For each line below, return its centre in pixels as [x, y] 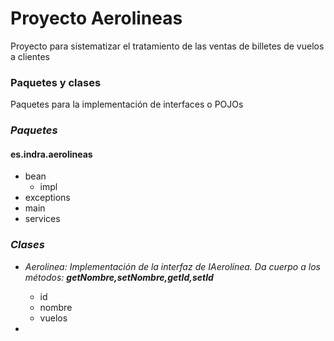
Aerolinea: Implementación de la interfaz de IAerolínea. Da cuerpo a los [172, 266]
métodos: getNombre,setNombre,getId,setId [119, 277]
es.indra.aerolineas [51, 154]
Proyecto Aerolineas [96, 18]
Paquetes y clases [56, 82]
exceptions [47, 198]
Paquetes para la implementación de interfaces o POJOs [127, 104]
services [42, 219]
